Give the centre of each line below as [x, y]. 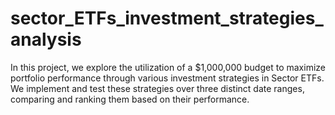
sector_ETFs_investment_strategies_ [167, 18]
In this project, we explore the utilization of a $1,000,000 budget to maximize [168, 67]
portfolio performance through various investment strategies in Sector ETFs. [167, 78]
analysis [46, 39]
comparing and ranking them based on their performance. [130, 99]
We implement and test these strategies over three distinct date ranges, [157, 88]
